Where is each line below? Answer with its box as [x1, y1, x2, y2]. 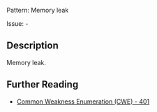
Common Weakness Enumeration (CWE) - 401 [16, 97, 150, 106]
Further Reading [6, 78, 79, 90]
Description [6, 40, 59, 52]
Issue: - [6, 20, 29, 27]
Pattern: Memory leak [6, 6, 69, 14]
